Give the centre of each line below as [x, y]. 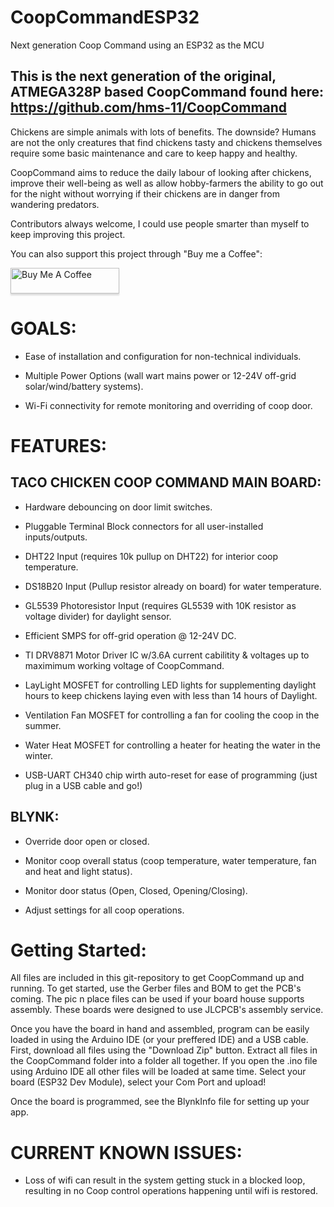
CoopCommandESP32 [105, 17]
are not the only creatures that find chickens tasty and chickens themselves [166, 142]
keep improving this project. [68, 234]
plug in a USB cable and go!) [83, 785]
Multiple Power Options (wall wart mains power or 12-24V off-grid [160, 375]
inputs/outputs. [56, 537]
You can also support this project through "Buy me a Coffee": [136, 253]
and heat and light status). [78, 871]
